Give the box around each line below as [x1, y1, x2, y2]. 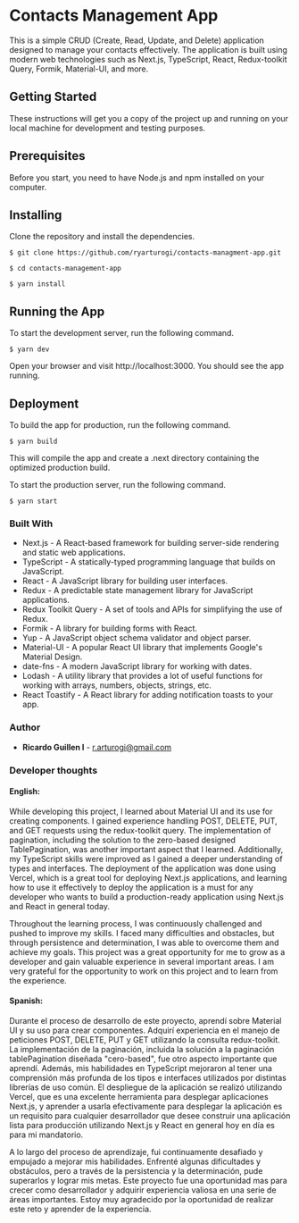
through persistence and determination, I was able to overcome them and [9, 937, 279, 948]
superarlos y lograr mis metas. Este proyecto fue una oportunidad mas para [9, 1175, 287, 1185]
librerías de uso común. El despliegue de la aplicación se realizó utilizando [9, 1082, 283, 1093]
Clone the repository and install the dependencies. [9, 231, 195, 242]
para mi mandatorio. [9, 1129, 84, 1140]
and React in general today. [9, 900, 110, 911]
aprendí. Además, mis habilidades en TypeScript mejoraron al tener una [9, 1062, 272, 1073]
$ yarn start [9, 497, 58, 506]
